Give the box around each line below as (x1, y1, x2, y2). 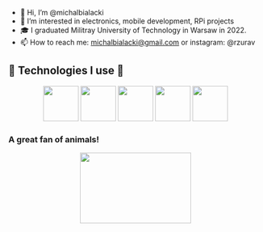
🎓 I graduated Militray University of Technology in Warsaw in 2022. (19, 25, 247, 35)
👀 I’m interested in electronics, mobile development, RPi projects (19, 16, 235, 26)
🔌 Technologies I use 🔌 (8, 64, 124, 78)
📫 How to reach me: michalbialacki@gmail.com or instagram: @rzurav (19, 37, 256, 47)
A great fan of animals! (8, 133, 99, 145)
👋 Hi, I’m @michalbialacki (19, 8, 104, 17)
